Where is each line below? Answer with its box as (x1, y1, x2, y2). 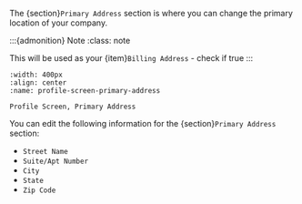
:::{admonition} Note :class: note (9, 36, 131, 46)
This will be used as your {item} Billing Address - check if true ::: (9, 53, 254, 63)
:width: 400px (9, 70, 64, 79)
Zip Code (22, 186, 56, 195)
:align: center (9, 78, 67, 87)
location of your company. (9, 17, 107, 28)
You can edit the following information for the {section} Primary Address (9, 118, 277, 128)
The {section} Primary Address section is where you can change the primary (9, 8, 294, 18)
